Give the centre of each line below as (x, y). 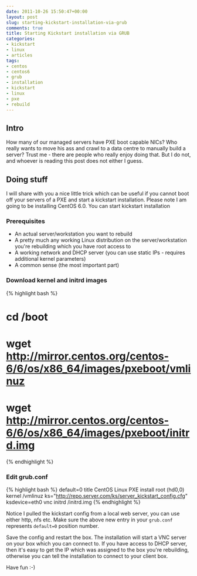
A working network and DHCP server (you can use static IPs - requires (100, 252)
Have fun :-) (21, 568)
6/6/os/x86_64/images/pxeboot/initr (98, 433)
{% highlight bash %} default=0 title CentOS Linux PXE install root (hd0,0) (95, 490)
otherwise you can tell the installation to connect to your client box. (87, 556)
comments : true (25, 28)
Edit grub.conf (27, 477)
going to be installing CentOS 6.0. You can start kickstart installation (88, 206)
